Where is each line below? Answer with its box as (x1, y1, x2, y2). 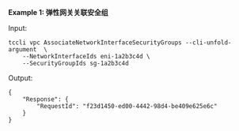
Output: (8, 73, 33, 82)
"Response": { (22, 95, 69, 103)
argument (8, 46, 37, 54)
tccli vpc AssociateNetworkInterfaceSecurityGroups (8, 39, 182, 47)
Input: (8, 24, 28, 32)
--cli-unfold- (184, 39, 232, 47)
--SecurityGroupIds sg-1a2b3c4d (22, 59, 129, 67)
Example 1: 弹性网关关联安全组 (8, 8, 108, 17)
